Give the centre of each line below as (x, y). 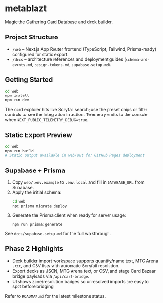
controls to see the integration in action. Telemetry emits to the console (76, 114)
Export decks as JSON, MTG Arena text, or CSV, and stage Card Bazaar (84, 271)
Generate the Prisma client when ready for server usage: (69, 215)
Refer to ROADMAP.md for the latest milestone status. (55, 296)
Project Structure (32, 37)
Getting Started (29, 80)
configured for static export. (40, 54)
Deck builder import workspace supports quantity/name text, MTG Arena (85, 261)
